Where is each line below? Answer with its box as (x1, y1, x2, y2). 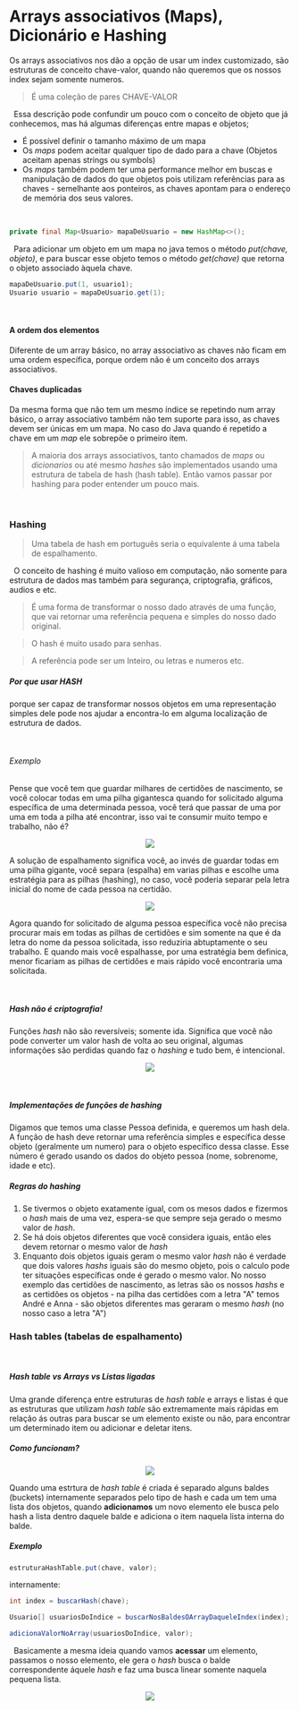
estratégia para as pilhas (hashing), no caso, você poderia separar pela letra (9, 875, 290, 885)
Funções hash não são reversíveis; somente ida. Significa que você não (9, 1026, 273, 1037)
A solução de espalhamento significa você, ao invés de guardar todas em (9, 855, 279, 866)
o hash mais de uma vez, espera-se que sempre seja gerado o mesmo (21, 1213, 282, 1224)
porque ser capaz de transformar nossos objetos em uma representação (9, 698, 277, 709)
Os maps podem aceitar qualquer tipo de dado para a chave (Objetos (21, 145, 278, 156)
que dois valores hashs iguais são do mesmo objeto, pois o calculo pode (21, 1261, 290, 1271)
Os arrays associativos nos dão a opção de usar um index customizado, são (9, 55, 289, 65)
